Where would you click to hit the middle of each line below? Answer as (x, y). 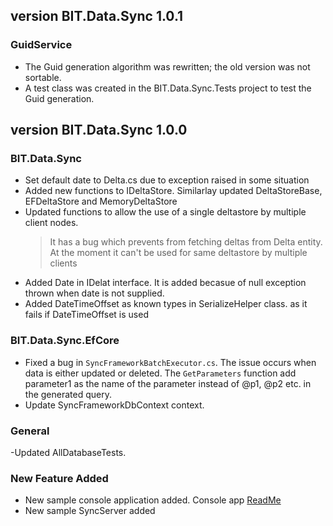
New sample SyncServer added (90, 511)
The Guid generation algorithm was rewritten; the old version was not (167, 66)
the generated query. (68, 394)
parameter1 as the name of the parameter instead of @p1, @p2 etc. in (168, 383)
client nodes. (51, 223)
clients (63, 263)
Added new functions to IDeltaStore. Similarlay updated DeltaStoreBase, (173, 191)
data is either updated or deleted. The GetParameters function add (160, 373)
